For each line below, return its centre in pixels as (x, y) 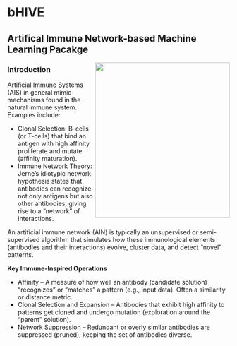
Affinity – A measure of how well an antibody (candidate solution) (113, 282)
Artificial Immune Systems (45, 85)
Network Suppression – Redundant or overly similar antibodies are (114, 327)
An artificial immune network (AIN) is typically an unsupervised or (103, 232)
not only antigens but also (55, 196)
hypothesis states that (50, 181)
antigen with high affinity (54, 143)
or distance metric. (45, 297)
